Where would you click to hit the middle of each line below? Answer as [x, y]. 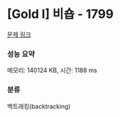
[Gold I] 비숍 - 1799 [60, 14]
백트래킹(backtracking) [39, 106]
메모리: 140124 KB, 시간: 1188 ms [52, 70]
